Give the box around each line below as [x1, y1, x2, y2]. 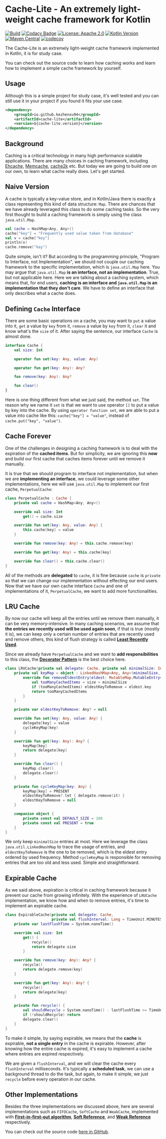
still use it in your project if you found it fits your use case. [5, 98, 123, 104]
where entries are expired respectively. [5, 1051, 85, 1057]
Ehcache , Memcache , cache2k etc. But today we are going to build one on [5, 163, 157, 169]
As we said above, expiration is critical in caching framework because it [5, 887, 151, 893]
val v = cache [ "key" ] [5, 236, 50, 241]
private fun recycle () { [14, 1003, 65, 1008]
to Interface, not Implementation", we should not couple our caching [5, 259, 144, 265]
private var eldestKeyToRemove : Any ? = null [14, 707, 107, 712]
